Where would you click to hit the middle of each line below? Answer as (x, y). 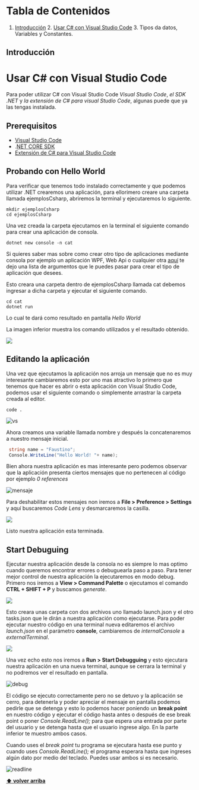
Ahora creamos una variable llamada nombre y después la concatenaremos (99, 432)
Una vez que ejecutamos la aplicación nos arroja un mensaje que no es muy (99, 374)
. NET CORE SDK (35, 146)
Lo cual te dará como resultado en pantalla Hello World (73, 318)
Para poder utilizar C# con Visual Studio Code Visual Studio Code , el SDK (96, 95)
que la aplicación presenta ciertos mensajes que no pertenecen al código (96, 473)
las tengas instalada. (31, 107)
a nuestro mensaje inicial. (37, 438)
